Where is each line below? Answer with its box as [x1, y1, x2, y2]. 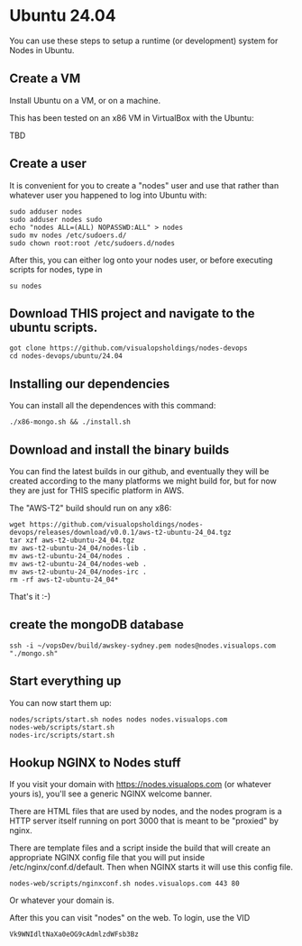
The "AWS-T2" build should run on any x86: [9, 502, 172, 513]
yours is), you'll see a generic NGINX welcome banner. [9, 788, 213, 799]
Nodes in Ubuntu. [9, 44, 75, 55]
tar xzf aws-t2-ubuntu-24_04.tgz [9, 536, 135, 545]
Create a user [9, 156, 87, 171]
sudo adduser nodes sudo [9, 215, 103, 224]
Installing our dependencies [9, 376, 170, 391]
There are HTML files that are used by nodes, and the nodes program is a [9, 806, 282, 817]
